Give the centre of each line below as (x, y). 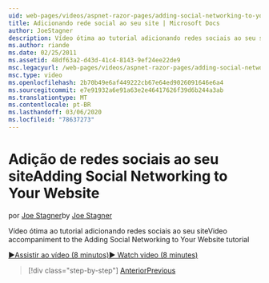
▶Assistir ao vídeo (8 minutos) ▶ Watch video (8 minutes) (103, 255)
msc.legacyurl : (34, 68)
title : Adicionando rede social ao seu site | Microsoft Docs (114, 23)
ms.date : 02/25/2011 (43, 53)
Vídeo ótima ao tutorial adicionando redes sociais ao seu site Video (118, 231)
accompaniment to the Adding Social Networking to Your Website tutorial (129, 239)
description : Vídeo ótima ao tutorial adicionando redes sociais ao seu (132, 38)
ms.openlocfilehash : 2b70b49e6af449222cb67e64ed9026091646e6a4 (116, 82)
